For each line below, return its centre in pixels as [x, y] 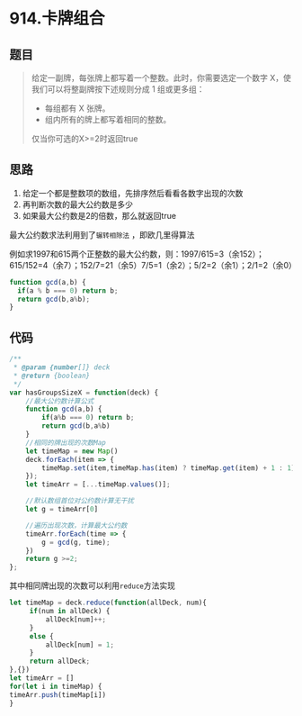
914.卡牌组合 [57, 18]
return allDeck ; [60, 662]
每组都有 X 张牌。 [77, 108]
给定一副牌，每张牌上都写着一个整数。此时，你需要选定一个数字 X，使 [161, 78]
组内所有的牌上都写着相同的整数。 [108, 119]
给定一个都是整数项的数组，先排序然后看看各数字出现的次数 [133, 193]
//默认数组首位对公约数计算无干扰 [80, 501]
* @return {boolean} [52, 376]
